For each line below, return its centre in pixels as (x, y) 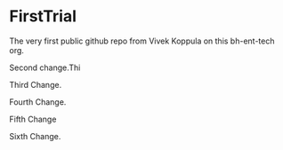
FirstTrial (43, 16)
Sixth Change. (35, 136)
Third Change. (36, 84)
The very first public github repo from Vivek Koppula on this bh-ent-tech (142, 41)
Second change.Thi (45, 67)
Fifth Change (33, 119)
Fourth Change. (38, 102)
